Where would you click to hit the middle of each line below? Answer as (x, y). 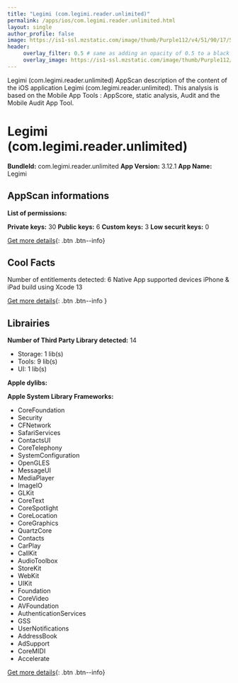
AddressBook (38, 636)
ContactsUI (34, 441)
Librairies (29, 323)
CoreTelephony (40, 448)
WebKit (28, 576)
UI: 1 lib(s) (32, 369)
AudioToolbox (38, 561)
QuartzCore (35, 531)
